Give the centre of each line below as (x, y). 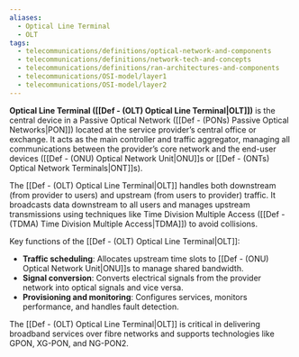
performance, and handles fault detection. (100, 307)
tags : (19, 43)
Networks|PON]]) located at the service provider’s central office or (133, 129)
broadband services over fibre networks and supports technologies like (142, 334)
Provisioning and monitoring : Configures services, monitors (135, 297)
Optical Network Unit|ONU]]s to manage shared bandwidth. (133, 268)
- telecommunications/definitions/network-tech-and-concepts (135, 59)
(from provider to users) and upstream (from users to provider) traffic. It (143, 195)
